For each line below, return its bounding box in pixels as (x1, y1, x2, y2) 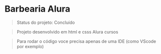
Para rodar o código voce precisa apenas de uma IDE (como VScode (16, 38, 156, 44)
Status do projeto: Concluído (16, 19, 75, 25)
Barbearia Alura (4, 3, 70, 15)
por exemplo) (16, 43, 44, 49)
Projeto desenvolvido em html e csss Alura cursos (16, 29, 119, 35)
